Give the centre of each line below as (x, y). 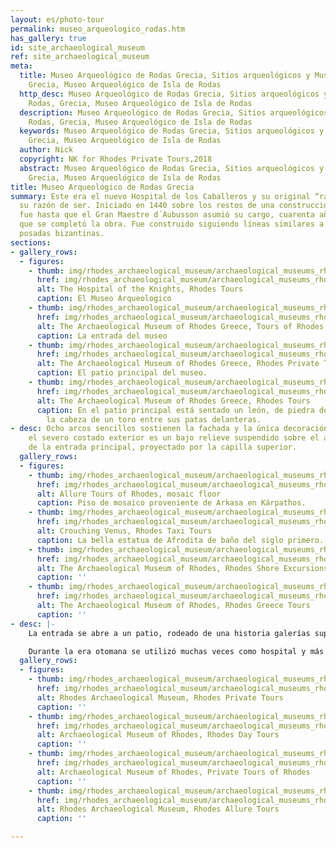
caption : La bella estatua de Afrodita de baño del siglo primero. (180, 540)
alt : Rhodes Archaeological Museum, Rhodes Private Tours (160, 697)
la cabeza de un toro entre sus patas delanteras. (154, 419)
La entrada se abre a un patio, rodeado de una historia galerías (169, 633)
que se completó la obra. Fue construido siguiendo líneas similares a (172, 224)
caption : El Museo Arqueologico (104, 299)
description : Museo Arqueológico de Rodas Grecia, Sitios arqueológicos (174, 112)
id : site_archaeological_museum (77, 47)
